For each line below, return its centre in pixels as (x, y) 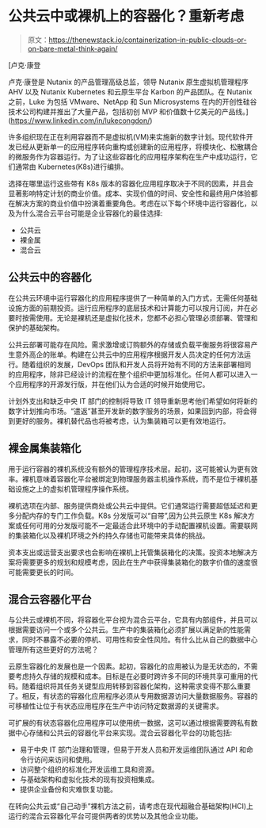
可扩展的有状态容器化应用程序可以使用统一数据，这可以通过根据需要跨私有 (129, 723)
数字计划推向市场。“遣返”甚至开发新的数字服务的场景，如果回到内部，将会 (129, 411)
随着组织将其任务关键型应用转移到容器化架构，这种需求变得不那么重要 (136, 686)
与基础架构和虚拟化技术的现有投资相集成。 (89, 780)
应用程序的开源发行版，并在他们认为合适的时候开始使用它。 (112, 384)
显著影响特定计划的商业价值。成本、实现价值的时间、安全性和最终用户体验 (129, 193)
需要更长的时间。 (49, 572)
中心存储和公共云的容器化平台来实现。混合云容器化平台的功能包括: (123, 733)
